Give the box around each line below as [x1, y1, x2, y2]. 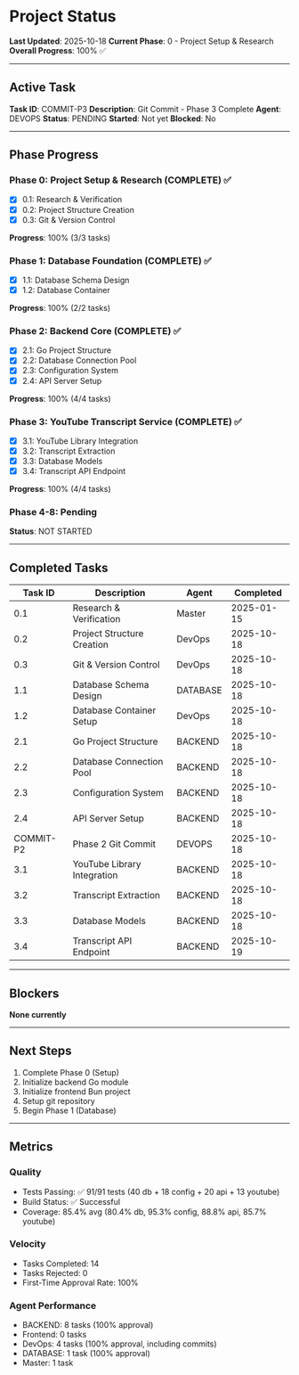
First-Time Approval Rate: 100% [21, 1277, 140, 1288]
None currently [9, 1010, 67, 1020]
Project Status [9, 6, 117, 27]
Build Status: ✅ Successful [21, 1196, 121, 1207]
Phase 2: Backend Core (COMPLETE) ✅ [9, 324, 182, 337]
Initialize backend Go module [21, 1076, 129, 1087]
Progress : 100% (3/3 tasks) [9, 232, 111, 242]
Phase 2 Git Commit [72, 838, 157, 850]
